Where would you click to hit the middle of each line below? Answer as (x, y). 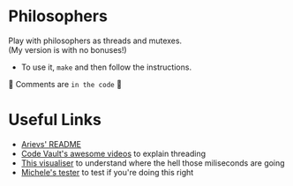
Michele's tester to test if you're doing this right (107, 172)
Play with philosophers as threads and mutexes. (95, 41)
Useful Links (55, 120)
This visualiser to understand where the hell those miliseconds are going (153, 163)
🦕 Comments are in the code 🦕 (65, 84)
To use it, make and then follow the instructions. (106, 67)
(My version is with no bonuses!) (68, 49)
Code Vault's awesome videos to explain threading (113, 153)
